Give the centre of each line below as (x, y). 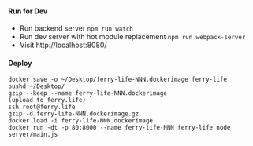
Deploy (20, 63)
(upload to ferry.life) (47, 100)
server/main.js (33, 135)
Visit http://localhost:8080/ (63, 45)
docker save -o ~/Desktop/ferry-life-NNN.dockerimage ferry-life (117, 80)
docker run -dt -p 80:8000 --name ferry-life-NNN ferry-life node (119, 128)
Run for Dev (28, 11)
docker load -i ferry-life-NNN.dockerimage (81, 121)
